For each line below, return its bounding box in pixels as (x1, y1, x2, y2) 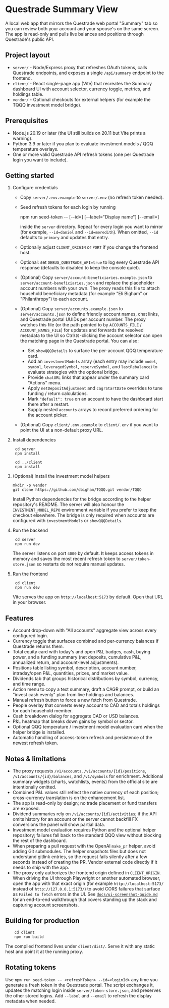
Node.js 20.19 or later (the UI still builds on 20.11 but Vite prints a (12, 130, 146, 136)
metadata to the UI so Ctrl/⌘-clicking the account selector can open (20, 332, 162, 339)
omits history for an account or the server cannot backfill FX (12, 816, 138, 822)
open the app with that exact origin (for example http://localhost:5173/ (12, 880, 164, 886)
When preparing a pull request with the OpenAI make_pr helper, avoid (12, 843, 155, 849)
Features (5, 614, 34, 623)
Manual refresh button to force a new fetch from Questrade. (12, 697, 137, 703)
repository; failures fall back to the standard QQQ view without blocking (12, 832, 161, 838)
